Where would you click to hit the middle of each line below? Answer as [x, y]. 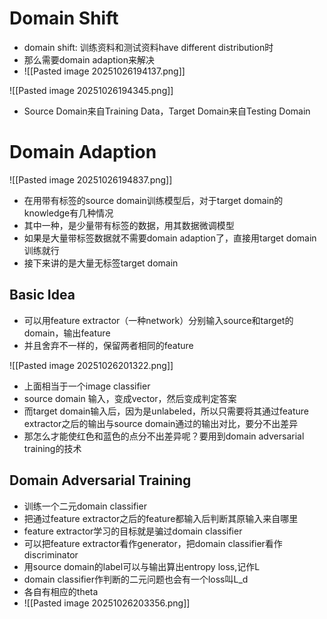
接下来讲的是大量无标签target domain [101, 263]
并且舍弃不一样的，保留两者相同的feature [108, 345]
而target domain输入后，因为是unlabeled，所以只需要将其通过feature [166, 411]
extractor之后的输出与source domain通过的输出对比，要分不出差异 [161, 423]
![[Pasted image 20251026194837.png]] [91, 179]
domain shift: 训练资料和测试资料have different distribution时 [148, 47]
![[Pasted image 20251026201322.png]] [91, 365]
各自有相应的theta [61, 591]
